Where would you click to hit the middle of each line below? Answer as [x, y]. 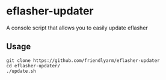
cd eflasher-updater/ [33, 66]
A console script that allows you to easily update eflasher [77, 28]
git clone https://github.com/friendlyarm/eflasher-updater [83, 60]
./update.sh [21, 71]
